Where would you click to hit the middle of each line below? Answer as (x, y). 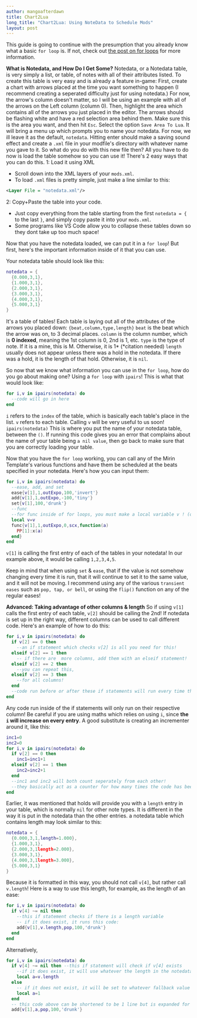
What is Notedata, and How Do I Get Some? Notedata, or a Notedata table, (97, 69)
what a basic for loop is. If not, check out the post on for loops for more (93, 51)
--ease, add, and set (38, 487)
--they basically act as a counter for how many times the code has (97, 787)
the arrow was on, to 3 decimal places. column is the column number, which (97, 334)
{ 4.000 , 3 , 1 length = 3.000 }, (43, 860)
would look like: (25, 383)
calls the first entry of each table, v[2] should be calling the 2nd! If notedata (98, 613)
